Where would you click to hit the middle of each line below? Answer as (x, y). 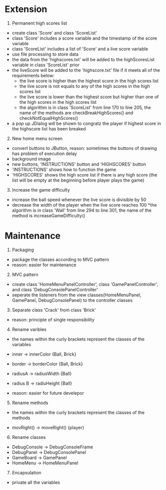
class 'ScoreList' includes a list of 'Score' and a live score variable (80, 49)
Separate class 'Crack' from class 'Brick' (54, 310)
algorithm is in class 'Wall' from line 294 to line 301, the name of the (82, 210)
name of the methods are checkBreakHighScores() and (76, 113)
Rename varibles (29, 329)
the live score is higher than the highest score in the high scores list (89, 81)
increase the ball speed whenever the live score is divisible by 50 (79, 200)
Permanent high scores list (39, 23)
